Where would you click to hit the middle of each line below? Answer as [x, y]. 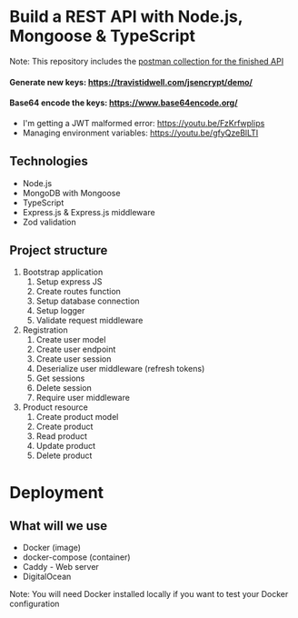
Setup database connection [88, 301]
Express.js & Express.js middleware [89, 212]
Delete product [64, 455]
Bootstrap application [63, 272]
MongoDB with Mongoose [71, 193]
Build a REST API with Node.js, [126, 17]
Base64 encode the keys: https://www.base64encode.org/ [124, 103]
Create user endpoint [76, 349]
